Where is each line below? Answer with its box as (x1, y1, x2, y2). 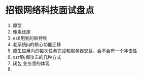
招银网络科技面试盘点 (5, 5, 95, 16)
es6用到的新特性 (12, 35, 48, 41)
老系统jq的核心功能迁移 (12, 41, 61, 47)
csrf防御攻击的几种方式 (12, 54, 61, 60)
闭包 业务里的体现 (12, 60, 50, 66)
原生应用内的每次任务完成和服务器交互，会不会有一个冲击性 (12, 48, 137, 54)
